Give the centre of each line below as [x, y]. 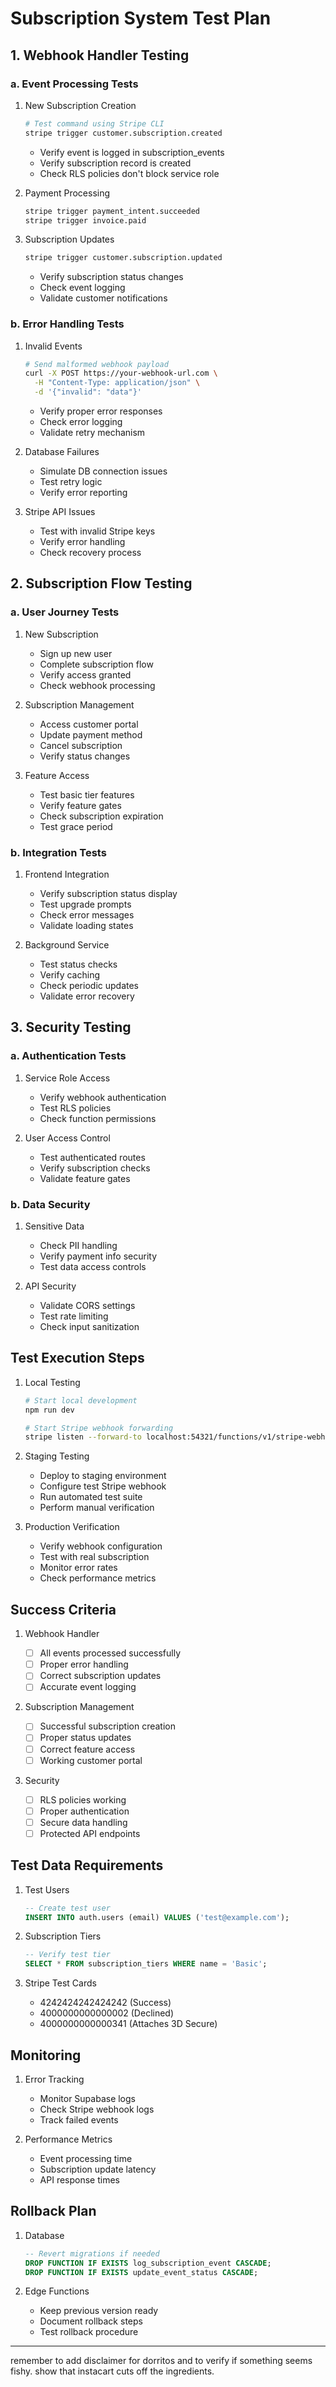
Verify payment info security [98, 1256]
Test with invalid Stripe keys [97, 531]
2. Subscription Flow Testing [101, 583]
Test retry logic [71, 482]
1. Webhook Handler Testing [100, 55]
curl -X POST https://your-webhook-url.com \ [121, 373]
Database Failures [62, 452]
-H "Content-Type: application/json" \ [117, 383]
